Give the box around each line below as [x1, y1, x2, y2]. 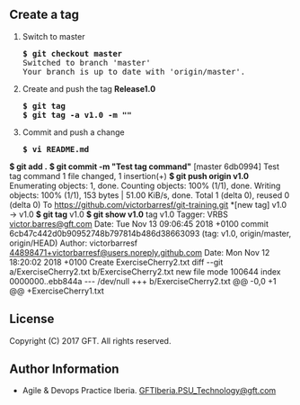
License [9, 311, 55, 327]
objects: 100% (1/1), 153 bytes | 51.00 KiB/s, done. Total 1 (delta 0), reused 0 [9, 189, 290, 201]
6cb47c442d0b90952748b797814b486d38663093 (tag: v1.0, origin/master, [9, 228, 292, 238]
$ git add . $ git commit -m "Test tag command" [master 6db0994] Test [9, 161, 280, 172]
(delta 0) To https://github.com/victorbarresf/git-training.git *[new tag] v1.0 [9, 199, 287, 210]
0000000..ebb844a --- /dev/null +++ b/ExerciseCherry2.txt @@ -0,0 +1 [9, 275, 277, 286]
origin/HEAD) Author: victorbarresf [9, 238, 137, 248]
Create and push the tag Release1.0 [22, 83, 156, 94]
